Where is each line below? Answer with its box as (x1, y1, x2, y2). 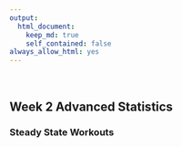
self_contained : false (25, 38, 112, 48)
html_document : (17, 22, 76, 31)
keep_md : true (25, 30, 79, 39)
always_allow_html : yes (9, 47, 100, 57)
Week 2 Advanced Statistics (9, 99, 173, 114)
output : (9, 13, 39, 23)
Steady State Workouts (9, 126, 115, 139)
